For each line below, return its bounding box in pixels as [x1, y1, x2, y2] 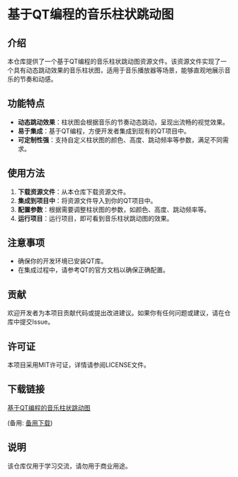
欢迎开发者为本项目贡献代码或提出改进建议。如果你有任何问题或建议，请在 [7, 309, 225, 317]
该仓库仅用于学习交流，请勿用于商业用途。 [7, 461, 132, 470]
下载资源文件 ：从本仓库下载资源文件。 [17, 187, 130, 196]
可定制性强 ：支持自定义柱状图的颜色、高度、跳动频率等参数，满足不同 [17, 136, 223, 144]
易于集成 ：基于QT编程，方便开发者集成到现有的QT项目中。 [17, 126, 191, 135]
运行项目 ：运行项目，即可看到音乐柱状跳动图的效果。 [17, 214, 174, 222]
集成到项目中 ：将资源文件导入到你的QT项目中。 [17, 196, 157, 204]
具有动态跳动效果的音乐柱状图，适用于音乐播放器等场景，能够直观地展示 [13, 66, 225, 75]
